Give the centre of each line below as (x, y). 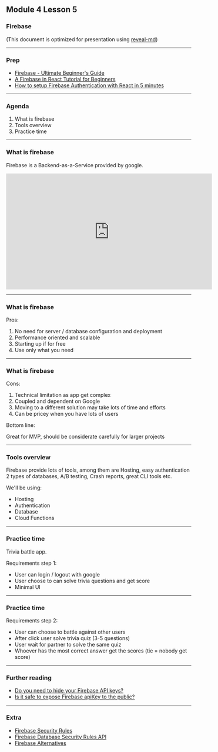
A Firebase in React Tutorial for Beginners (65, 79)
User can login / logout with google (57, 574)
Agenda (18, 106)
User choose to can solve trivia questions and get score (82, 581)
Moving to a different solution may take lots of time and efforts (90, 408)
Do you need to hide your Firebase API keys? (69, 691)
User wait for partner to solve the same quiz (68, 645)
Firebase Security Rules (43, 730)
